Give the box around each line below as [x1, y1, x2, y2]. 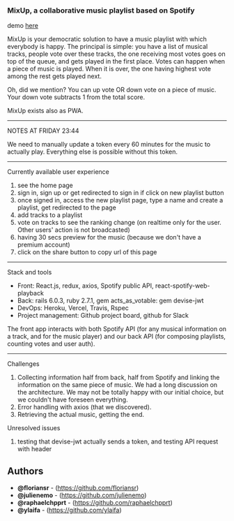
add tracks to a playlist [17, 211, 83, 219]
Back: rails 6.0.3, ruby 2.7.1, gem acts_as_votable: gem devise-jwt [17, 296, 204, 305]
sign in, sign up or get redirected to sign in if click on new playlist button [17, 189, 224, 197]
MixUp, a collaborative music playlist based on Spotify [7, 6, 195, 15]
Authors [7, 465, 44, 477]
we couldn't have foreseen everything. [17, 395, 128, 404]
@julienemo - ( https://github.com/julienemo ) [17, 491, 147, 499]
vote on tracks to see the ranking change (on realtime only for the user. [17, 219, 221, 227]
